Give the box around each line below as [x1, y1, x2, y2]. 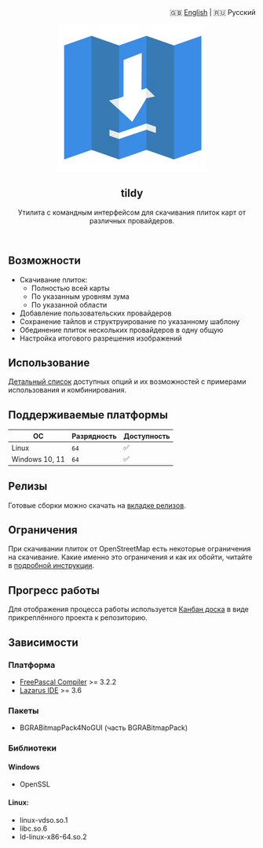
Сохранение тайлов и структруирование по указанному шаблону [19, 316, 240, 326]
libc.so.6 [19, 824, 48, 833]
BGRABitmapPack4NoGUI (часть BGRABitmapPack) [19, 723, 188, 732]
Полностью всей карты [31, 283, 110, 293]
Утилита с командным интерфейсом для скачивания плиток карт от [18, 208, 246, 217]
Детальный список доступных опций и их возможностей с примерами [8, 377, 247, 386]
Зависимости [8, 636, 79, 649]
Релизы [8, 480, 48, 493]
